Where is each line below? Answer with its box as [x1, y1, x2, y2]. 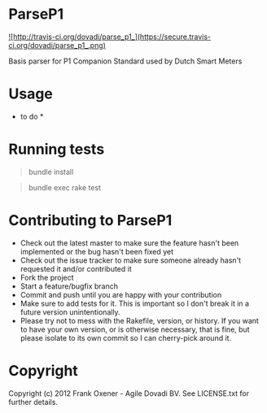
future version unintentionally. [20, 306, 120, 317]
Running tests [8, 140, 105, 159]
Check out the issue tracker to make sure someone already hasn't [20, 255, 242, 265]
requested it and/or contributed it [20, 263, 132, 273]
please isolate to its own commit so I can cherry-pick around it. [20, 333, 232, 342]
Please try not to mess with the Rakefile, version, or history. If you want [20, 315, 259, 325]
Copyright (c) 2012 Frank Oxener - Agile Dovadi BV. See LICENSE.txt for [8, 388, 250, 398]
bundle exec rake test [28, 182, 102, 192]
